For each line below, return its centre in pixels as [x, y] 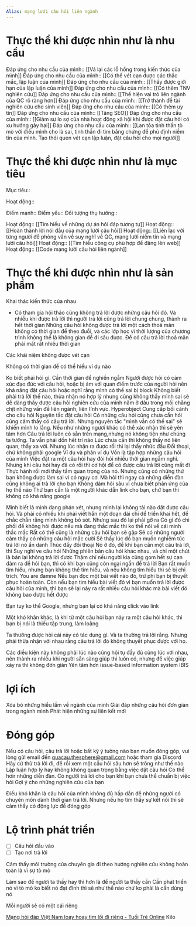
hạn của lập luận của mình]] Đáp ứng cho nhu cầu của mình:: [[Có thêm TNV [98, 88]
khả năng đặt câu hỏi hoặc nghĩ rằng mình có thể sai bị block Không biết [93, 390]
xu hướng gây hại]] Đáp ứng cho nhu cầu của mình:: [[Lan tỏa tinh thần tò [94, 125]
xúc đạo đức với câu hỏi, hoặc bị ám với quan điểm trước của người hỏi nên [97, 384]
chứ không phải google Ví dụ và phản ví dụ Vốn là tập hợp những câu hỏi [94, 452]
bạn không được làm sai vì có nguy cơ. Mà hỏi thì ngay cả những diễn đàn [95, 478]
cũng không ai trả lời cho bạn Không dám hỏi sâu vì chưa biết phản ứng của [97, 484]
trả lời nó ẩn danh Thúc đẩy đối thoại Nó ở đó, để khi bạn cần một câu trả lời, [99, 545]
